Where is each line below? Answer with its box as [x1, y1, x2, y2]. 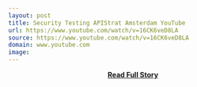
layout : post [8, 11, 51, 20]
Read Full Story [107, 70, 159, 79]
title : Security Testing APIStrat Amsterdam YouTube [8, 19, 186, 27]
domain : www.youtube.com [8, 41, 90, 49]
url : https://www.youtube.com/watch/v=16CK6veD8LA [8, 26, 179, 34]
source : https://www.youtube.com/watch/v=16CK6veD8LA [8, 33, 190, 42]
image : [8, 48, 30, 56]
